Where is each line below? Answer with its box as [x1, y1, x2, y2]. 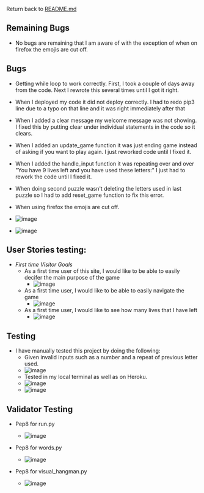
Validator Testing [6, 404, 73, 415]
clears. [15, 129, 33, 137]
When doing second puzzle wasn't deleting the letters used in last [15, 185, 182, 192]
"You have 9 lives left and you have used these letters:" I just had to [15, 166, 186, 174]
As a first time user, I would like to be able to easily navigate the [24, 287, 184, 294]
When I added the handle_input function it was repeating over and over [15, 159, 194, 167]
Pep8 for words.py [15, 444, 62, 451]
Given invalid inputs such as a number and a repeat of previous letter [24, 354, 198, 361]
